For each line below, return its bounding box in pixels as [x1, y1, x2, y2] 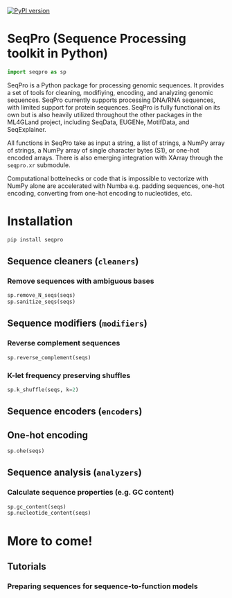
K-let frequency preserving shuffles [7, 370, 131, 380]
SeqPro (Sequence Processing [7, 31, 187, 46]
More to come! [7, 533, 93, 549]
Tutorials [7, 561, 46, 572]
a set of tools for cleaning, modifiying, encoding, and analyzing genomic [7, 88, 213, 96]
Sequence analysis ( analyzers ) [7, 467, 142, 479]
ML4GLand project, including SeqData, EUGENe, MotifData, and [7, 118, 190, 126]
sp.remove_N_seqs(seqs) [7, 292, 76, 299]
